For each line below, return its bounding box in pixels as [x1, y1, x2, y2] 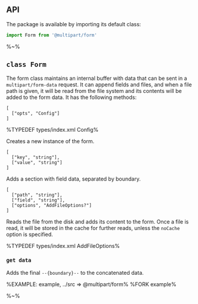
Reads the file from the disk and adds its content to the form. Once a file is [6, 218, 189, 225]
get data [6, 257, 32, 264]
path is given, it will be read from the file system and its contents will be [6, 87, 182, 94]
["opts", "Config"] [11, 110, 60, 116]
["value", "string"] [11, 159, 63, 166]
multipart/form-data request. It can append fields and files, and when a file [6, 80, 192, 88]
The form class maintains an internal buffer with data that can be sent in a [6, 75, 187, 82]
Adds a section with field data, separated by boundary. [6, 175, 141, 182]
